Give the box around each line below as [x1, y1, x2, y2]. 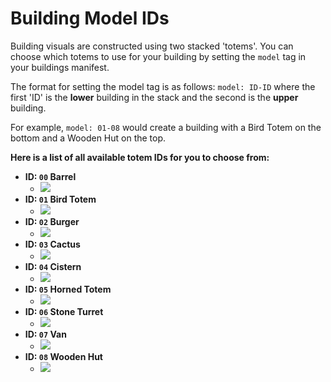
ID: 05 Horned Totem [24, 283, 112, 295]
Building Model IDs [10, 7, 170, 30]
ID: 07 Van [24, 328, 67, 340]
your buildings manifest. [10, 61, 110, 73]
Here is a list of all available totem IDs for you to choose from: [10, 151, 270, 163]
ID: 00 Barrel [24, 170, 77, 182]
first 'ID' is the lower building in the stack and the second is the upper [10, 91, 299, 103]
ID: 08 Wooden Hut [24, 350, 103, 362]
